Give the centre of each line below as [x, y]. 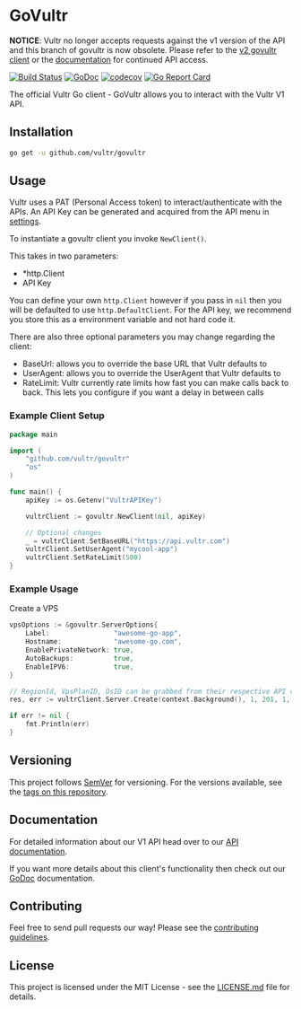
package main [34, 434]
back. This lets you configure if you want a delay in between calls [143, 392]
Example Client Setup [57, 416]
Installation [41, 132]
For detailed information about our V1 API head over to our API [124, 841]
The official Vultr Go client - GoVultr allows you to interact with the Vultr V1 [147, 94]
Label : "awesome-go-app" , [103, 634]
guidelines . [30, 937]
